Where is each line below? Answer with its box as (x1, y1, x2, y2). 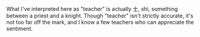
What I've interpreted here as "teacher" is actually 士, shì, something (6, 5, 178, 12)
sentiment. (6, 25, 33, 32)
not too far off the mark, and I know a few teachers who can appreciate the (6, 19, 195, 25)
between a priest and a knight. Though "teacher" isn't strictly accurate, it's (6, 12, 193, 19)
